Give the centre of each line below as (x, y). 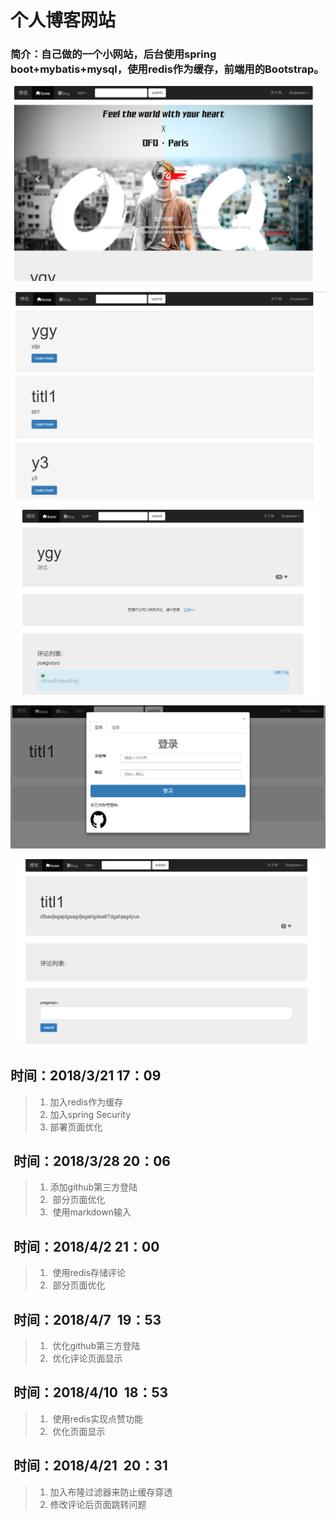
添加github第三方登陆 (93, 1187)
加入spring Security (90, 1114)
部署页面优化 (76, 1127)
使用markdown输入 (92, 1212)
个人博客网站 (63, 20)
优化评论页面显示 (87, 1358)
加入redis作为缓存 (86, 1102)
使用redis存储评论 (89, 1273)
